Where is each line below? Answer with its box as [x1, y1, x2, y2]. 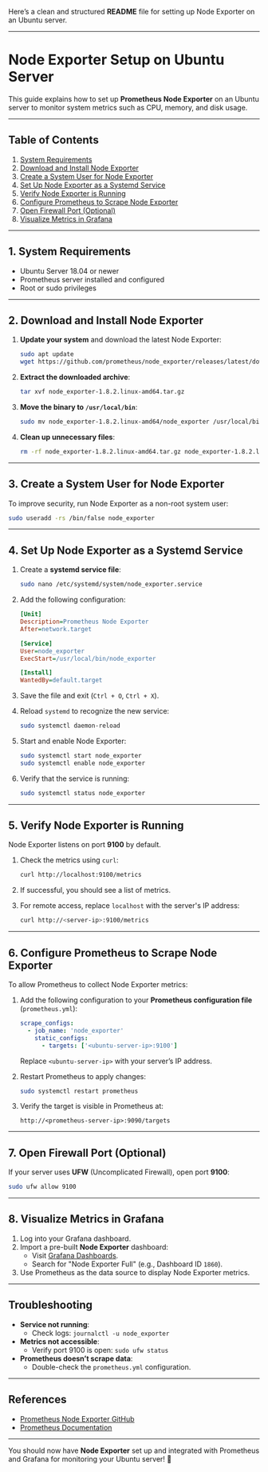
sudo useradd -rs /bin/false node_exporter [8, 514, 156, 522]
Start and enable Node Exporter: [19, 736, 127, 746]
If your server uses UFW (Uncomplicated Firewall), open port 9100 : [8, 1167, 230, 1177]
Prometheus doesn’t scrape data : [19, 1354, 133, 1363]
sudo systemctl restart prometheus [19, 1087, 139, 1095]
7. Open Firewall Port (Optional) [8, 1146, 167, 1159]
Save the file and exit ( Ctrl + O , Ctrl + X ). [19, 691, 160, 701]
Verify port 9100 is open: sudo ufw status [31, 1345, 169, 1354]
